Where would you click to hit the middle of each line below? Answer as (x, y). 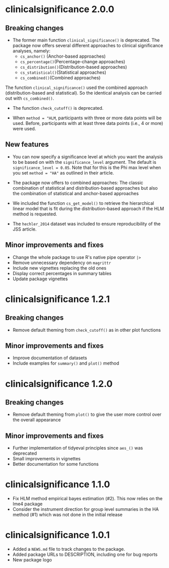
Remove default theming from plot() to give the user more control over (87, 414)
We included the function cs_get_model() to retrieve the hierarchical (83, 203)
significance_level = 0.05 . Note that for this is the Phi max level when (87, 167)
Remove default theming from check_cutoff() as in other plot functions (87, 330)
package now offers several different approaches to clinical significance (88, 46)
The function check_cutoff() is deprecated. (58, 108)
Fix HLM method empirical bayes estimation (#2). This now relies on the (88, 499)
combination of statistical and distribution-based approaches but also (85, 188)
